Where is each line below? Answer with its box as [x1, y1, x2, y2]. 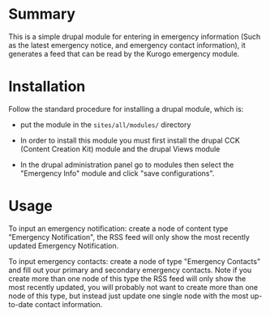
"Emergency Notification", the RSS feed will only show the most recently [8, 232, 250, 241]
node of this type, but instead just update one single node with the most [8, 291, 249, 301]
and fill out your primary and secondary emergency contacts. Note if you [8, 265, 252, 275]
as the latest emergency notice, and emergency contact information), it [8, 40, 246, 49]
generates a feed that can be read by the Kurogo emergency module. [8, 49, 240, 58]
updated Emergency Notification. [8, 241, 119, 250]
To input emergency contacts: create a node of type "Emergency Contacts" [8, 256, 261, 266]
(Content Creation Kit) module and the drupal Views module [19, 143, 221, 154]
